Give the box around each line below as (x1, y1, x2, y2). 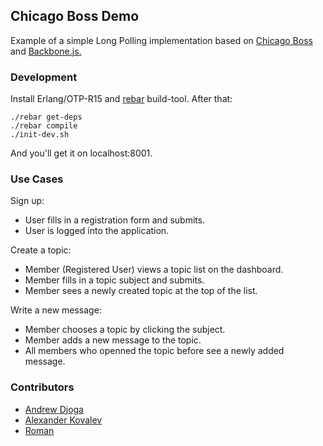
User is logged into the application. (24, 225, 170, 237)
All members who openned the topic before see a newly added (24, 345, 285, 357)
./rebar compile (10, 121, 78, 131)
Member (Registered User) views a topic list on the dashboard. (24, 264, 284, 276)
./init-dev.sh (10, 130, 70, 140)
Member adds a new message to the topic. (24, 334, 202, 346)
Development (10, 70, 78, 84)
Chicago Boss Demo (10, 8, 140, 25)
